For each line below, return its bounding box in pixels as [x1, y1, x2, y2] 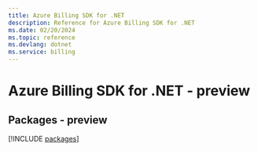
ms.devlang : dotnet [8, 41, 72, 49]
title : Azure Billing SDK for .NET [8, 11, 125, 20]
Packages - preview [8, 113, 108, 127]
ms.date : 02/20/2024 [8, 26, 76, 34]
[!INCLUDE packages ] [8, 134, 79, 143]
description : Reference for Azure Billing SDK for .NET [8, 19, 195, 27]
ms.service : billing [8, 48, 76, 56]
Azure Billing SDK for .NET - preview [8, 82, 250, 100]
